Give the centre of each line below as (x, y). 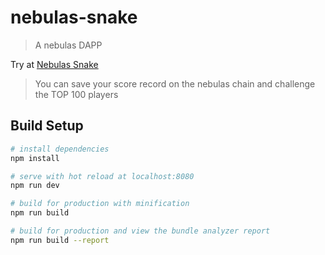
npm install (35, 158)
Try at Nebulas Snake (54, 64)
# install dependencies (60, 149)
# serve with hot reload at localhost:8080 (102, 176)
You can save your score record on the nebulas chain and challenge (175, 83)
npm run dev (35, 186)
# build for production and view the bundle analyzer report (140, 231)
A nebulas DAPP (68, 45)
